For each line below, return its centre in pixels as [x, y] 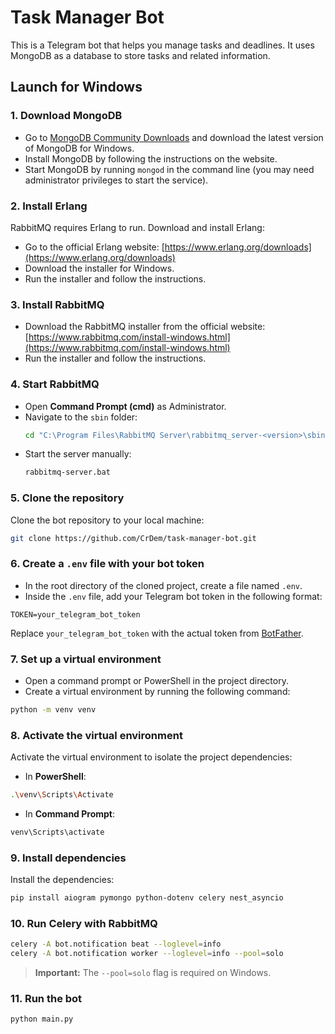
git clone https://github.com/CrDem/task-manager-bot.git [133, 538]
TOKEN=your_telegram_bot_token [75, 614]
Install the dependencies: [62, 880]
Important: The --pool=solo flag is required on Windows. [153, 973]
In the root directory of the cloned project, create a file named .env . [163, 585]
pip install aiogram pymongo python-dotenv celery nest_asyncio [147, 898]
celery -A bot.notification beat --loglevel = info [116, 944]
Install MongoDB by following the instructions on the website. [151, 158]
